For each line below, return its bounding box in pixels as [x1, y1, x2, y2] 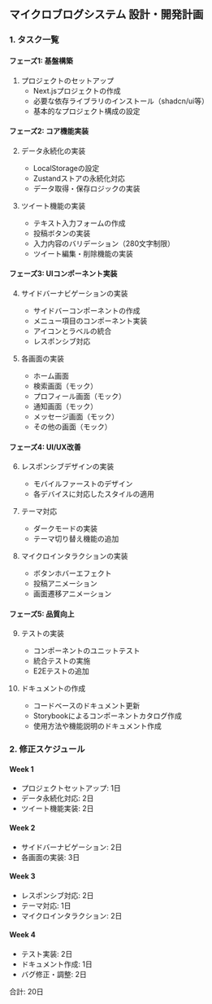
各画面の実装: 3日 [20, 852, 80, 862]
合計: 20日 [9, 987, 44, 997]
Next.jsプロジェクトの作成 [32, 85, 121, 95]
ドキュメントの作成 [20, 683, 86, 694]
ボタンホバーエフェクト [32, 568, 112, 578]
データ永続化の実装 [20, 146, 86, 156]
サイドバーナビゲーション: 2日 [20, 842, 123, 852]
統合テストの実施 [32, 656, 91, 666]
